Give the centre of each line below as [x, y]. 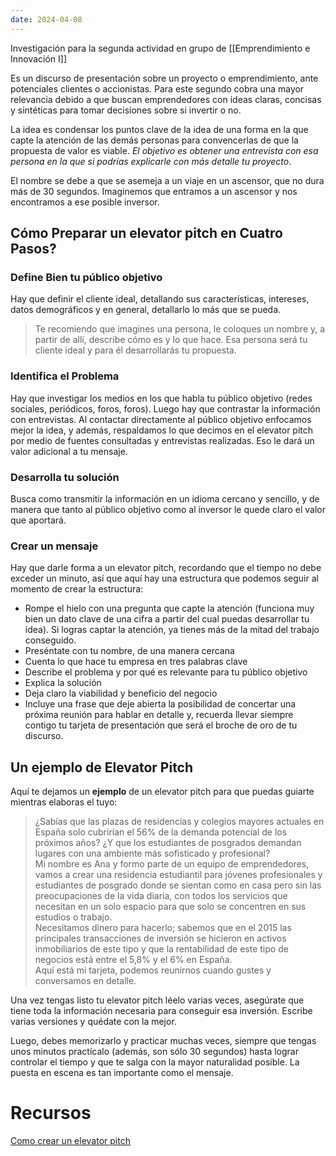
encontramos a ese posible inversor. [85, 202]
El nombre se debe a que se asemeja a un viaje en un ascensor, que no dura [167, 180]
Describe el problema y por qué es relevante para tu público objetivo [166, 672]
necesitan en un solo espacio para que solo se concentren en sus [170, 907]
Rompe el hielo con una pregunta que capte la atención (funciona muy [169, 608]
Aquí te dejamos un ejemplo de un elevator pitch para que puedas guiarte [162, 792]
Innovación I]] [39, 58]
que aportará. [38, 520]
